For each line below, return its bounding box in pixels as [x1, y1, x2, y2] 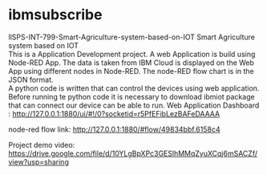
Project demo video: [8, 140, 75, 149]
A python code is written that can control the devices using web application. [8, 83, 260, 93]
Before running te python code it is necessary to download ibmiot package [8, 92, 255, 101]
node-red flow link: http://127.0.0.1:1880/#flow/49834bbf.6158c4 [8, 124, 220, 134]
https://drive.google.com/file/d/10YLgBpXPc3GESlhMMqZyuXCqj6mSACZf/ [8, 149, 258, 158]
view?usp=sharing [8, 157, 70, 166]
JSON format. [8, 75, 54, 84]
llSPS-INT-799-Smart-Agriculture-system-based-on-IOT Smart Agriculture [8, 32, 255, 42]
